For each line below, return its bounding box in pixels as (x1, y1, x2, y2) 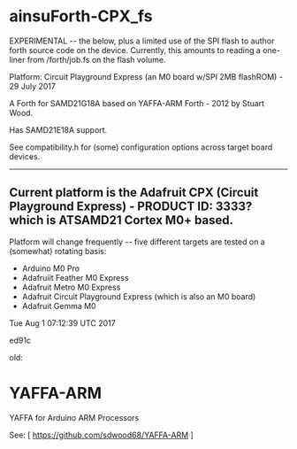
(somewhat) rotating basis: (9, 245, 107, 256)
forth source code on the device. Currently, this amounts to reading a (9, 44, 261, 55)
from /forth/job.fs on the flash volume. (27, 54, 166, 65)
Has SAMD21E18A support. (9, 124, 108, 135)
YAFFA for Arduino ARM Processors (9, 412, 140, 422)
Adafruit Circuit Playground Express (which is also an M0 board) (21, 290, 256, 302)
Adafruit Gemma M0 (21, 300, 96, 311)
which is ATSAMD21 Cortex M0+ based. (9, 213, 234, 228)
